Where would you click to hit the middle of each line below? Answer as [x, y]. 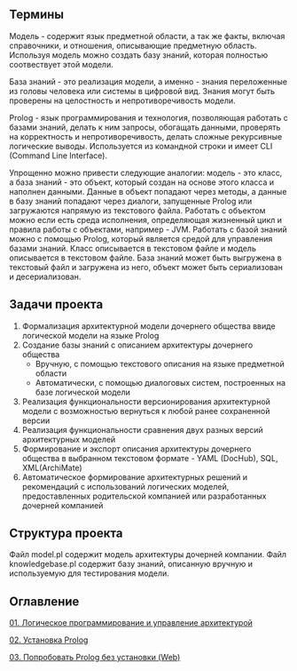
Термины [37, 15]
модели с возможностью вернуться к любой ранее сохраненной [146, 411]
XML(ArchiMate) [52, 467]
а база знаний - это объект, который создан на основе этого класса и [142, 182]
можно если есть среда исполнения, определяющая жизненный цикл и [145, 220]
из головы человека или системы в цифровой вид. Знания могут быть [142, 91]
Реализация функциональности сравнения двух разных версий [142, 429]
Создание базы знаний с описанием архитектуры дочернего [137, 345]
